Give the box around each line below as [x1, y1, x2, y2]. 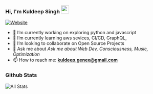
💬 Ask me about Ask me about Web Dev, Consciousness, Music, [12, 46, 148, 52]
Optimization [12, 51, 40, 57]
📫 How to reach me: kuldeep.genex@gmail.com [12, 57, 118, 63]
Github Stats [5, 72, 37, 79]
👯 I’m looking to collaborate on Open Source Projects [12, 40, 124, 46]
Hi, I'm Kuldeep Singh [5, 8, 60, 15]
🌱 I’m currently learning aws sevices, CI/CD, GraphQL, [12, 35, 127, 41]
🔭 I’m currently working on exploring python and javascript [12, 30, 137, 36]
